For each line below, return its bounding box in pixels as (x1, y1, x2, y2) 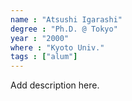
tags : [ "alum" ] (10, 52, 78, 62)
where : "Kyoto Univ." (10, 42, 105, 53)
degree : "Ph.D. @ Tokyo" (10, 24, 118, 34)
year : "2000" (10, 33, 70, 43)
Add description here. (10, 79, 100, 91)
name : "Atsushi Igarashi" (10, 14, 123, 25)
